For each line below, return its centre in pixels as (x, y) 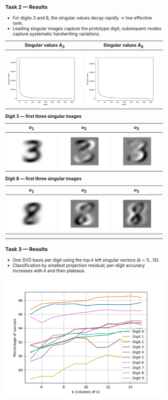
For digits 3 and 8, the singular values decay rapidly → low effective (82, 18)
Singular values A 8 (123, 45)
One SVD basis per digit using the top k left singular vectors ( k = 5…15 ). (86, 260)
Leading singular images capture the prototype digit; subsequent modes (87, 29)
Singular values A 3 (45, 45)
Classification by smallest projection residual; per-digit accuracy (78, 265)
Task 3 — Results (26, 249)
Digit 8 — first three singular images (43, 178)
